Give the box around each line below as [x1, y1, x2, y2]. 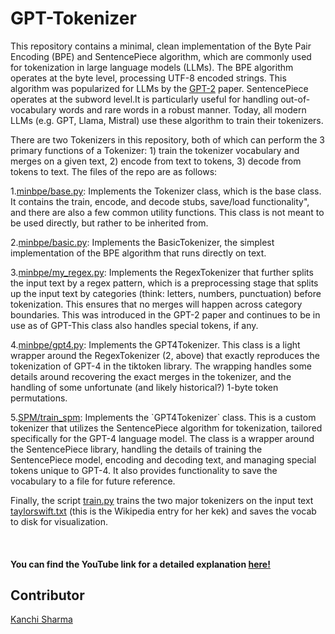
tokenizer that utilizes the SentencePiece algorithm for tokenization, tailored [10, 422, 323, 434]
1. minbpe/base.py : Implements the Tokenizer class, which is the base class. [10, 185, 322, 197]
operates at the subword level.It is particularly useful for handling [10, 93, 279, 105]
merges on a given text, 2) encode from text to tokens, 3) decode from [10, 155, 302, 167]
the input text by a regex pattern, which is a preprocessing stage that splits [10, 277, 319, 289]
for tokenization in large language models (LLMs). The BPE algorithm [10, 61, 294, 73]
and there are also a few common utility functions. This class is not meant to [10, 206, 325, 218]
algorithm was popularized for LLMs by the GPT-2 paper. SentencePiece [10, 82, 309, 94]
